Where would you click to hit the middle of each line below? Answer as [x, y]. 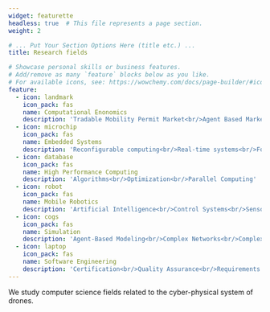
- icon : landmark [45, 97]
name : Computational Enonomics [75, 112]
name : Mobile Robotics [61, 202]
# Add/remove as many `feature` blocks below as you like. [109, 75]
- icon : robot [39, 187]
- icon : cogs [37, 217]
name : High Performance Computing [80, 172]
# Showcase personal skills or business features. [95, 68]
